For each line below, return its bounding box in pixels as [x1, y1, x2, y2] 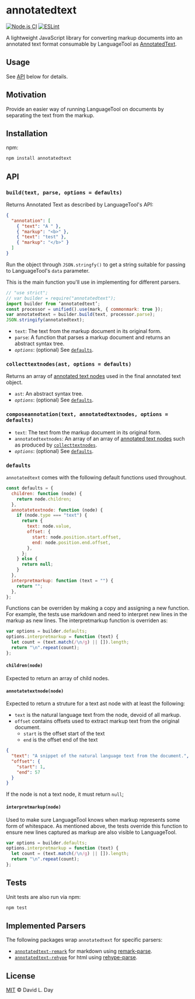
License [6, 971, 36, 981]
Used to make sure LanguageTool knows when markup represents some [6, 816, 180, 823]
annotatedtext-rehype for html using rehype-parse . [14, 954, 138, 961]
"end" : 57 [16, 769, 41, 775]
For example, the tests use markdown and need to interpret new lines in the [6, 611, 188, 618]
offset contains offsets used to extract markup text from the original [14, 718, 180, 725]
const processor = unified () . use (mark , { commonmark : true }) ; [6, 306, 163, 312]
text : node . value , [27, 523, 72, 530]
